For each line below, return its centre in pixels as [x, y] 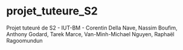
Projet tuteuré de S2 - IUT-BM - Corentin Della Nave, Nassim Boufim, [92, 28]
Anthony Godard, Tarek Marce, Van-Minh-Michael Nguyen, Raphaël [90, 34]
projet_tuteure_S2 [52, 11]
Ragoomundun [25, 40]
